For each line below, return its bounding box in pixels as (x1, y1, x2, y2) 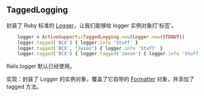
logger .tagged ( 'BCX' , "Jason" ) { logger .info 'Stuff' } (17, 45, 164, 51)
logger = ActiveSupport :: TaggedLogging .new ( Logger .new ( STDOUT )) (17, 33, 185, 40)
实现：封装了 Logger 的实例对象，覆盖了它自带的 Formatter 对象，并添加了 (6, 75, 195, 83)
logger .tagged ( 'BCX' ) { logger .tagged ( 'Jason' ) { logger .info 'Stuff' (17, 51, 202, 57)
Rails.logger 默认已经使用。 (6, 63, 75, 70)
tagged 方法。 (6, 83, 42, 91)
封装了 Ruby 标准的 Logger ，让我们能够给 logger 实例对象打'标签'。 (6, 21, 177, 29)
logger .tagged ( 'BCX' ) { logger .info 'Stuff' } (17, 39, 138, 46)
